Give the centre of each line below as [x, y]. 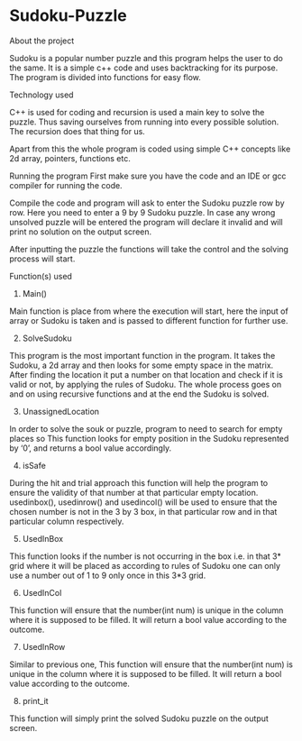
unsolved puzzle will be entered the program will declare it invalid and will [146, 222]
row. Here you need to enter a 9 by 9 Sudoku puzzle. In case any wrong [142, 212]
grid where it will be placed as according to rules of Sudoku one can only [145, 565]
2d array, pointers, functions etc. [70, 158]
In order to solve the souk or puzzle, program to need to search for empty [146, 428]
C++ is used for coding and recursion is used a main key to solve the [137, 112]
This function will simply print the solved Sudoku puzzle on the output [139, 718]
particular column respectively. [67, 521]
